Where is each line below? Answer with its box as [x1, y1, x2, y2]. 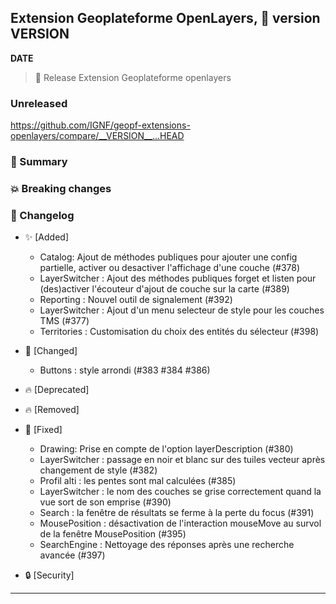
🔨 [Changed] [24, 345, 78, 357]
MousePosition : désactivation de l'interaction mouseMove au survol [39, 517, 322, 530]
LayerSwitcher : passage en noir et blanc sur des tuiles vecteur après [39, 454, 326, 466]
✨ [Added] [24, 231, 70, 243]
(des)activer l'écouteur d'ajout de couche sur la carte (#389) [39, 283, 290, 295]
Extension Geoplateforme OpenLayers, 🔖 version [10, 10, 321, 27]
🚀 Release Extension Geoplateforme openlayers [34, 71, 232, 83]
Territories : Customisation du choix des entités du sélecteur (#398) [39, 326, 320, 338]
